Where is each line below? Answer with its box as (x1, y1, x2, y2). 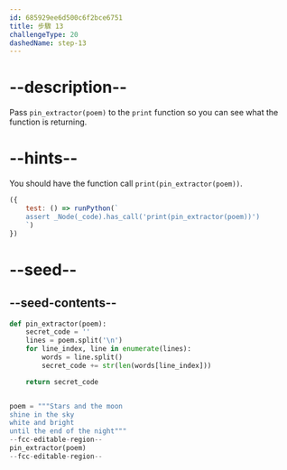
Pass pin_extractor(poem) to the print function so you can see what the (9, 107, 279, 118)
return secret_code (25, 377, 99, 386)
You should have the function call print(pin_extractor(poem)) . (9, 178, 244, 189)
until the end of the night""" (9, 427, 127, 436)
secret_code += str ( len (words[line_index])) (42, 361, 212, 370)
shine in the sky (9, 410, 75, 419)
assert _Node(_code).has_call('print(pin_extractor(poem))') (25, 212, 260, 221)
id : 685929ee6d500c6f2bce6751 (9, 13, 124, 23)
